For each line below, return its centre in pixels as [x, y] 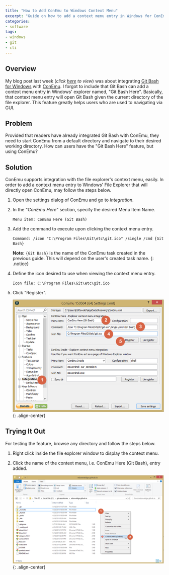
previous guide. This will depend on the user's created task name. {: [83, 259]
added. [20, 468]
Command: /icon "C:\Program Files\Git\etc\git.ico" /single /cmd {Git [88, 239]
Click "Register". [29, 293]
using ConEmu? [21, 151]
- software [17, 27]
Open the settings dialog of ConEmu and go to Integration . [73, 200]
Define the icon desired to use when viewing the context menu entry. [84, 274]
